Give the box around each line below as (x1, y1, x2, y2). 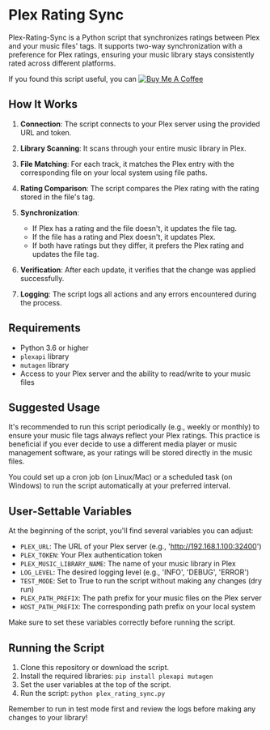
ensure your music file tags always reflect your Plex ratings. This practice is (8, 431, 260, 441)
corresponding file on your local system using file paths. (19, 168, 208, 177)
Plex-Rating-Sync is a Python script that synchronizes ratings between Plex (8, 32, 260, 42)
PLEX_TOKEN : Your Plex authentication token (19, 550, 163, 560)
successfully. (19, 273, 65, 283)
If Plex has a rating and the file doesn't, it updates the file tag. (32, 223, 237, 233)
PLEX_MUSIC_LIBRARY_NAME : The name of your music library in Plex (19, 559, 236, 569)
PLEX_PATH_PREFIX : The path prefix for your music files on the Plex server (19, 593, 262, 603)
